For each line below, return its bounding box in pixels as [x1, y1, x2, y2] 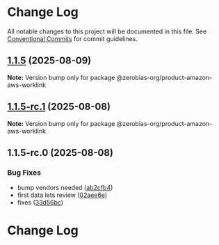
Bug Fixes [7, 168, 42, 177]
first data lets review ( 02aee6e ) [17, 191, 108, 199]
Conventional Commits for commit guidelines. [7, 34, 138, 42]
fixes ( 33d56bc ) [17, 198, 64, 207]
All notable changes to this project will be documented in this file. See [7, 27, 207, 35]
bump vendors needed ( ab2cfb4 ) [17, 184, 113, 192]
